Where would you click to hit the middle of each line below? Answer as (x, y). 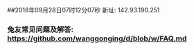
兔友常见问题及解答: (41, 29)
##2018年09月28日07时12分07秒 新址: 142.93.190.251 (83, 10)
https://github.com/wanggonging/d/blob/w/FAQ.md (97, 38)
